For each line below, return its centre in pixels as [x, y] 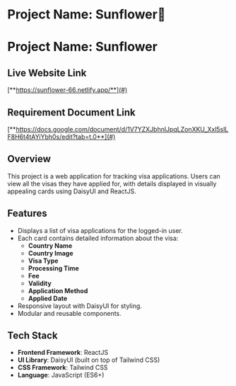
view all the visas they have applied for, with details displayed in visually [112, 183]
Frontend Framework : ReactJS [63, 353]
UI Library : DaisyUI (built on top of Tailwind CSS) [89, 360]
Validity [40, 283]
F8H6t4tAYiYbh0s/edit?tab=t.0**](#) [61, 137]
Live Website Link [47, 73]
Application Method [58, 290]
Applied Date [48, 298]
